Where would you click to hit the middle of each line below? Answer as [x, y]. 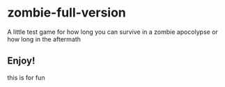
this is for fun [26, 77]
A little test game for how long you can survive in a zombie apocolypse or [113, 32]
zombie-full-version [67, 13]
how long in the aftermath [44, 39]
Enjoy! [21, 61]
